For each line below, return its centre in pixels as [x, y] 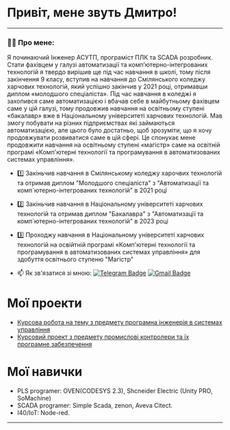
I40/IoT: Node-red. [43, 413]
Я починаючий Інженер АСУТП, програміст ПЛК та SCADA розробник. [110, 58]
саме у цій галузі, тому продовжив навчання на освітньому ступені [106, 108]
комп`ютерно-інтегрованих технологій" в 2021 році [92, 191]
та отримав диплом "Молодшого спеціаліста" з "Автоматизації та [113, 183]
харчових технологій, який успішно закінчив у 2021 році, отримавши [107, 86]
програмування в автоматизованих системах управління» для [108, 252]
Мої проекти [44, 303]
